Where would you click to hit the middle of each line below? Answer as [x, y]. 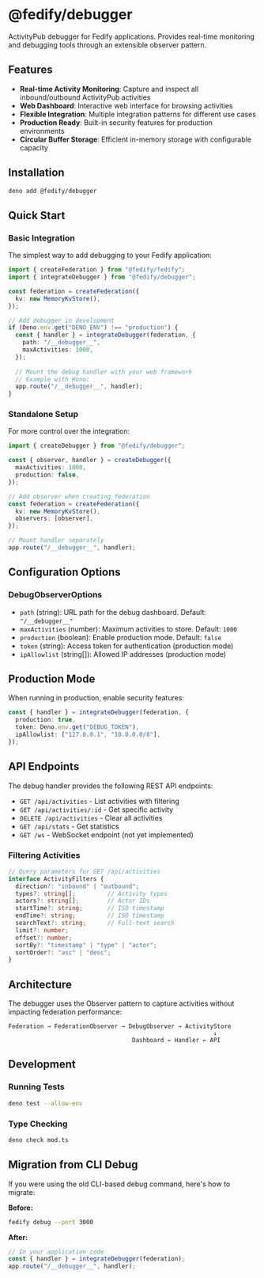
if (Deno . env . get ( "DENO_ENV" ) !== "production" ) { [93, 328]
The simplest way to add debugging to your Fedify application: [110, 256]
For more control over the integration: [69, 431]
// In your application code [56, 1252]
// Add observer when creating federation [79, 496]
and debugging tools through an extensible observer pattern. [107, 44]
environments [42, 131]
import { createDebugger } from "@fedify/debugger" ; [97, 446]
